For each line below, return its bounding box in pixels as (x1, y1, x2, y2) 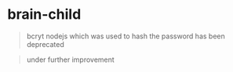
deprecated (26, 39, 64, 49)
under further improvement (26, 55, 115, 64)
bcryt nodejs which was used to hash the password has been (26, 31, 225, 41)
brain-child (7, 5, 82, 23)
